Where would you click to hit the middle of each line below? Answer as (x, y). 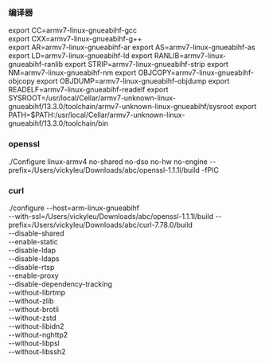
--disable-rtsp (31, 267)
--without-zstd (33, 318)
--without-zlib (31, 301)
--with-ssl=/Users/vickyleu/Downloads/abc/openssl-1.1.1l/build (111, 216)
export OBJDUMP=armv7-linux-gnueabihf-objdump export (133, 81)
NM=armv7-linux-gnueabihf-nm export (72, 72)
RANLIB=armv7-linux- (190, 56)
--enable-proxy (33, 275)
